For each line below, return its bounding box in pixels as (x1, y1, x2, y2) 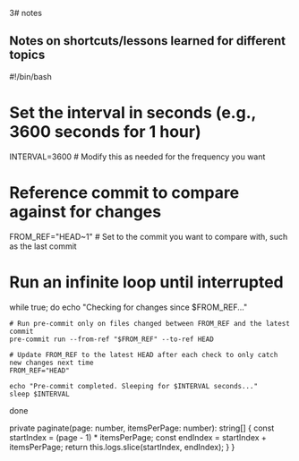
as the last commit (9, 241, 78, 252)
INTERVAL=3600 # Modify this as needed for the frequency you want (9, 151, 266, 162)
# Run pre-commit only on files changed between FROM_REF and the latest (9, 319, 291, 328)
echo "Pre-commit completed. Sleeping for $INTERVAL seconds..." (9, 381, 258, 390)
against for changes (9, 201, 162, 222)
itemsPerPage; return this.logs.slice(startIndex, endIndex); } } (9, 441, 235, 452)
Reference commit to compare (9, 183, 240, 202)
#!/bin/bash (9, 71, 52, 81)
